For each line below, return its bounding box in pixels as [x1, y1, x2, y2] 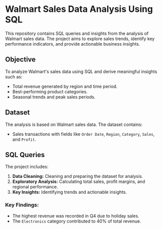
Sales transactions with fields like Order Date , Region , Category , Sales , [12, 131, 155, 137]
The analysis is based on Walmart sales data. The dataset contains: [5, 121, 143, 127]
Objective [5, 56, 36, 64]
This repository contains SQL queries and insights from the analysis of [5, 30, 149, 36]
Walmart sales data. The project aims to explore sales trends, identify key [5, 36, 155, 42]
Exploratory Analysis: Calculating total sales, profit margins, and [12, 178, 145, 184]
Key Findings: [5, 202, 39, 209]
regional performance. [12, 184, 58, 190]
